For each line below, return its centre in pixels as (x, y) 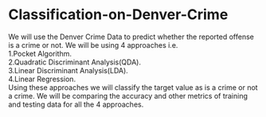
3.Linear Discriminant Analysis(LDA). (68, 70)
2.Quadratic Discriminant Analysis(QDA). (75, 62)
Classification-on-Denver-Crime (118, 15)
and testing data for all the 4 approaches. (76, 104)
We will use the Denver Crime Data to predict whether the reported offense (131, 37)
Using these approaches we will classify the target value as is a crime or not (133, 87)
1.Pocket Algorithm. (40, 53)
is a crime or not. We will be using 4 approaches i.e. (93, 45)
